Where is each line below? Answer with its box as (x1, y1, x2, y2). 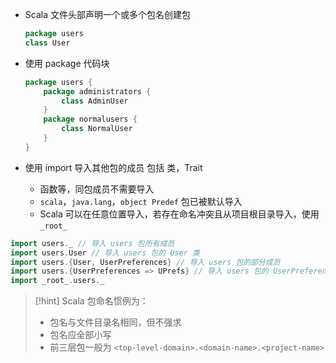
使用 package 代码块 (24, 57, 110, 69)
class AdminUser (61, 96, 129, 106)
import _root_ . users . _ (10, 276, 105, 286)
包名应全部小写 (49, 329, 112, 341)
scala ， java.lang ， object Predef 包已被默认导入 (39, 195, 243, 207)
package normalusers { (43, 114, 138, 125)
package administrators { (43, 86, 152, 97)
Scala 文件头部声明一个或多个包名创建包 (24, 9, 191, 20)
